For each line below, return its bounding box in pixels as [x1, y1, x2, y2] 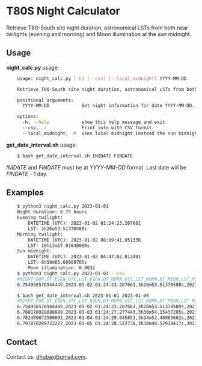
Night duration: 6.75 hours [17, 209, 87, 215]
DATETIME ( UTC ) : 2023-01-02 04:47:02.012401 [28, 254, 141, 260]
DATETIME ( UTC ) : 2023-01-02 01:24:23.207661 [28, 221, 141, 227]
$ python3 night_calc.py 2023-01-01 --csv [17, 270, 125, 276]
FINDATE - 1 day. [6, 170, 48, 177]
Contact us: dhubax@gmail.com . [6, 353, 87, 360]
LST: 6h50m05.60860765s [28, 260, 87, 266]
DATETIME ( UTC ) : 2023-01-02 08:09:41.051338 [28, 237, 141, 243]
